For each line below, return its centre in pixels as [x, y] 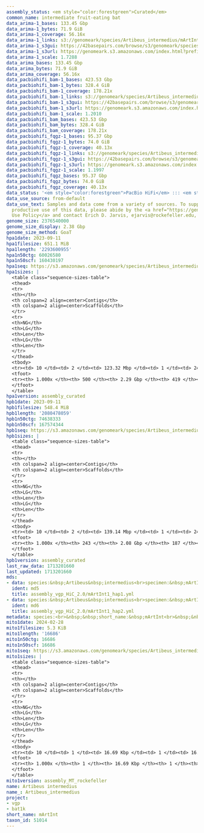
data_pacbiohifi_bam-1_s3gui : [45, 102]
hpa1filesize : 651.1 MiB [38, 244]
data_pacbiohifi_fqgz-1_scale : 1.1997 [55, 170]
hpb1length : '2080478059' [39, 413]
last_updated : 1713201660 [39, 572]
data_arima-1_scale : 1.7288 [42, 57]
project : [17, 798]
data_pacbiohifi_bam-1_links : [45, 97]
